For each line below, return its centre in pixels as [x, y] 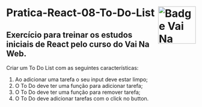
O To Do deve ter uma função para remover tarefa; [78, 92]
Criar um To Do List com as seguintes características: [72, 68]
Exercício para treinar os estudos [69, 35]
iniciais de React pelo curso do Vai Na [78, 44]
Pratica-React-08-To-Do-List [81, 13]
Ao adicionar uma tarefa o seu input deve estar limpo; [81, 80]
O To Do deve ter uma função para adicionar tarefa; [79, 86]
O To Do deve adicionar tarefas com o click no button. [82, 98]
